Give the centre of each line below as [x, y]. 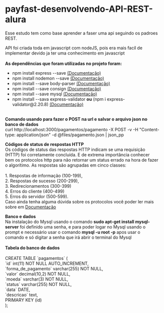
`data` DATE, [18, 289]
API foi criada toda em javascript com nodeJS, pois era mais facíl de [74, 48]
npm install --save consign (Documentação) [57, 88]
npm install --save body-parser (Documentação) [61, 83]
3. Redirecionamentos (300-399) [38, 186]
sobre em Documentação [31, 207]
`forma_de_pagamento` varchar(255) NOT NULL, [54, 268]
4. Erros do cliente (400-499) [35, 191]
